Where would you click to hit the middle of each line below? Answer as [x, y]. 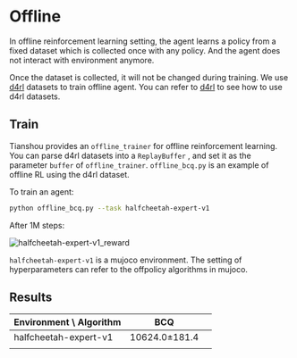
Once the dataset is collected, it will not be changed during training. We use [149, 77]
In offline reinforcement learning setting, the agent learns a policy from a [143, 41]
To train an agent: [42, 191]
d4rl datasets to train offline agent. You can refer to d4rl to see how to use [146, 87]
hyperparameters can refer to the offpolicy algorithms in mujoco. [129, 269]
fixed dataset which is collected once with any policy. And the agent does [145, 50]
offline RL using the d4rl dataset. [69, 174]
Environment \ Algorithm [68, 322]
